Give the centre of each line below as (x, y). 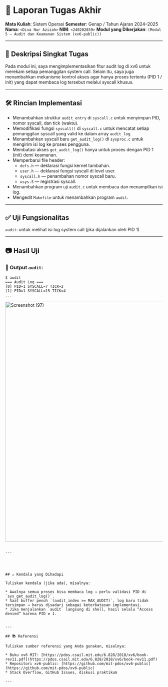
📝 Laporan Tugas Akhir (53, 10)
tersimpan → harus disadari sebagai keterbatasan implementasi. (73, 605)
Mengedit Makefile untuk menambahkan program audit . (70, 197)
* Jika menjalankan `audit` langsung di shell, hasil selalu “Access (79, 610)
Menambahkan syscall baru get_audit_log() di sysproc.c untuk (78, 139)
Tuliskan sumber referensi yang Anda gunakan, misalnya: (66, 647)
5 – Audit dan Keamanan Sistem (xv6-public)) (53, 34)
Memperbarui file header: (39, 160)
